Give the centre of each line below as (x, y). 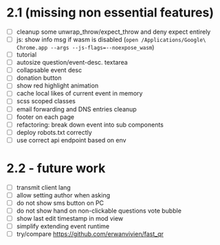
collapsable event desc (49, 70)
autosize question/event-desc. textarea (72, 63)
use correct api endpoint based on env (71, 140)
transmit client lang (44, 187)
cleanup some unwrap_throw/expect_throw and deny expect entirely (113, 32)
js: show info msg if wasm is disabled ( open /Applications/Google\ (111, 40)
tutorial (26, 55)
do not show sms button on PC (60, 203)
